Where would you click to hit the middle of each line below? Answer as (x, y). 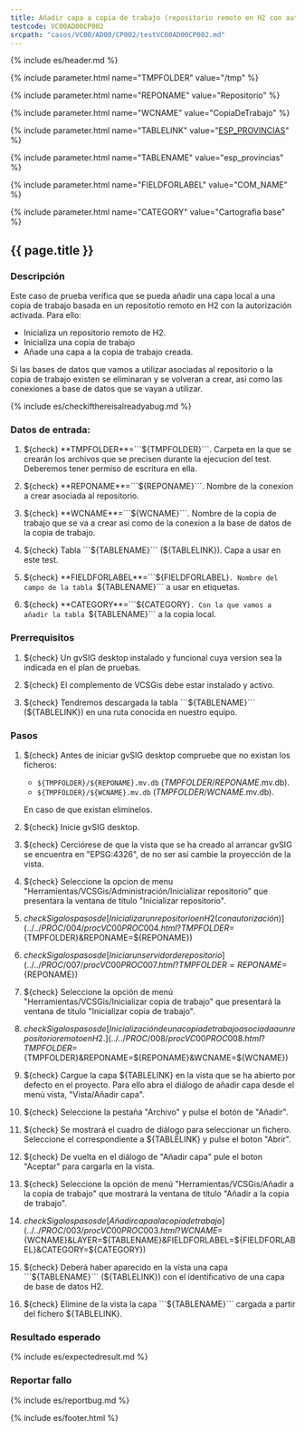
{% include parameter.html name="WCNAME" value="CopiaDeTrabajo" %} (150, 113)
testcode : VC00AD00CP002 (57, 26)
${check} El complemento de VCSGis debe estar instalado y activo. (149, 684)
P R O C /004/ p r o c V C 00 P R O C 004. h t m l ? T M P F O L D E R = (138, 928)
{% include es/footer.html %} (65, 1417)
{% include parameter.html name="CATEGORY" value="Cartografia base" (148, 212)
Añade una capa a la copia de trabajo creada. (108, 352)
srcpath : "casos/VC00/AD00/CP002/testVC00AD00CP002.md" (118, 34)
